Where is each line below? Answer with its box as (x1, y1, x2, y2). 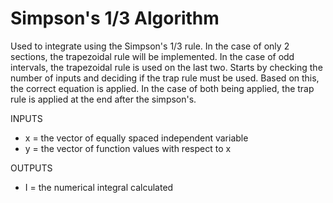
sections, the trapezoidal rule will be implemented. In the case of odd (10, 50, 295, 62)
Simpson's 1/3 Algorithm (10, 7, 220, 30)
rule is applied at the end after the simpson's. (10, 93, 197, 105)
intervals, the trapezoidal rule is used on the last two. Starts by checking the (10, 61, 323, 73)
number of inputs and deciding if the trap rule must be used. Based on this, (10, 72, 320, 84)
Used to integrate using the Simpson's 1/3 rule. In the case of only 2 (10, 40, 290, 52)
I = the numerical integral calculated (24, 181, 174, 193)
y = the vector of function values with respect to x (24, 142, 232, 154)
